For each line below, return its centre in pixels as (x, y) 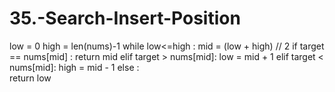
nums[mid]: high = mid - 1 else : (74, 67)
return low (30, 78)
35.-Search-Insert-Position (125, 18)
